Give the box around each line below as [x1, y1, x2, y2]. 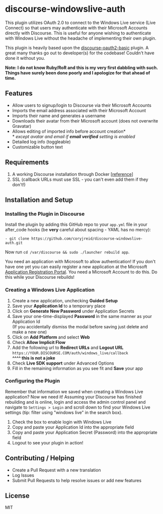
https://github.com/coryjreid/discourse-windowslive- [31, 236, 143, 241]
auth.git [5, 241, 23, 245]
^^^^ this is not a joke [12, 355, 55, 361]
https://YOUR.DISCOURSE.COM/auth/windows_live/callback [12, 350, 128, 356]
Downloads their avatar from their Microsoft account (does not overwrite [12, 118, 159, 123]
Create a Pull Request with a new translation [12, 467, 101, 473]
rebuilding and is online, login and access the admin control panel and [5, 399, 146, 405]
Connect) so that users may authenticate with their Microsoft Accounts [5, 24, 148, 30]
